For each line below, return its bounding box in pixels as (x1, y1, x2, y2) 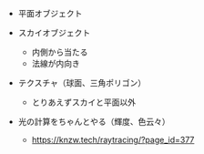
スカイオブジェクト (17, 27, 91, 38)
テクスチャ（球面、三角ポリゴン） (17, 77, 147, 88)
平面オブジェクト (17, 8, 83, 18)
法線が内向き (31, 58, 80, 68)
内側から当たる (31, 46, 88, 57)
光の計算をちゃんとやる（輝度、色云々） (17, 117, 170, 127)
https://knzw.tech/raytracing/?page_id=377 (31, 135, 195, 145)
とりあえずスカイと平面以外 (31, 97, 137, 108)
